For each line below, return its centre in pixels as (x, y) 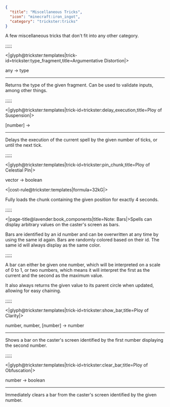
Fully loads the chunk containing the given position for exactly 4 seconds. (82, 199)
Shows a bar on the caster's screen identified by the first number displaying (84, 340)
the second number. (26, 345)
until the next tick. (24, 145)
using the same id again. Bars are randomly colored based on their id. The (82, 240)
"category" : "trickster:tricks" (44, 21)
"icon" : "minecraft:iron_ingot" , (45, 17)
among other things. (26, 91)
